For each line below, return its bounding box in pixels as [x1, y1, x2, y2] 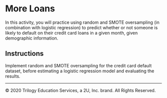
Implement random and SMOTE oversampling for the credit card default [5, 62, 152, 68]
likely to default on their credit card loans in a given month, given [5, 30, 138, 36]
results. [5, 73, 21, 79]
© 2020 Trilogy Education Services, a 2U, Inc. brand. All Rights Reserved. [5, 87, 156, 93]
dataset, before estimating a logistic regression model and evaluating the [5, 68, 155, 74]
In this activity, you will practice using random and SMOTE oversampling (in [5, 19, 160, 25]
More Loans [5, 3, 55, 14]
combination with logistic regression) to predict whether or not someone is [5, 24, 158, 30]
